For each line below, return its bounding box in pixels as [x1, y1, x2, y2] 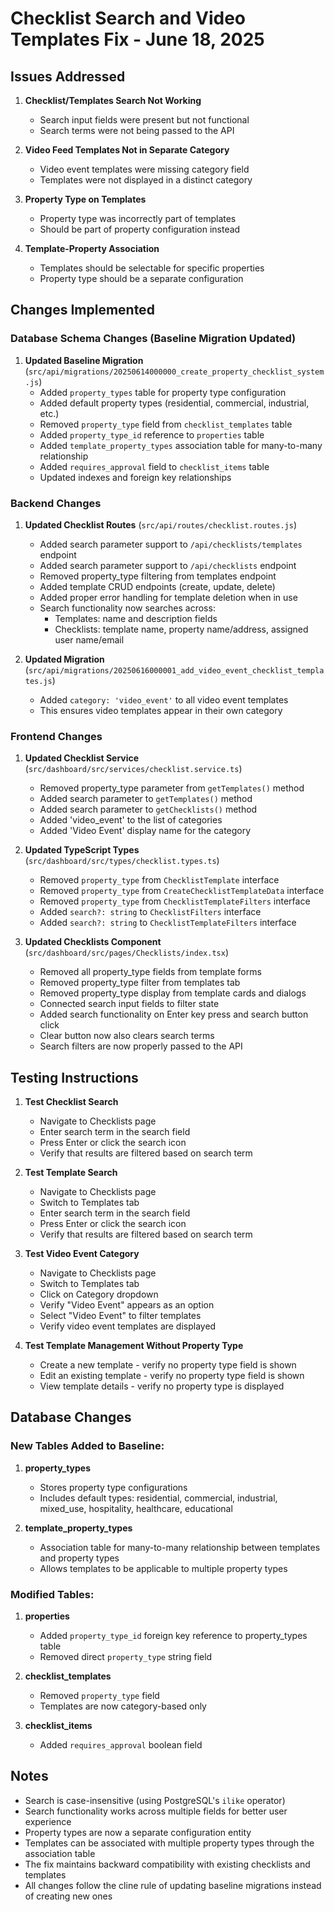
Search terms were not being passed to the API [39, 125, 235, 136]
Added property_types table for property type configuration [39, 386, 287, 398]
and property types [39, 1552, 120, 1564]
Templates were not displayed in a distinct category [39, 174, 253, 186]
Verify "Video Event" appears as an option [39, 1299, 215, 1311]
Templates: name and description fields [54, 612, 218, 624]
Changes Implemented [10, 302, 155, 319]
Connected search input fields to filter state [39, 998, 220, 1010]
